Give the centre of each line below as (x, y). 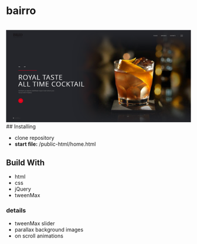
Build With (26, 162)
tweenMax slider (35, 223)
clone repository (34, 138)
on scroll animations (39, 236)
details (16, 211)
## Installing (21, 126)
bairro (21, 11)
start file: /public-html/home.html (55, 144)
